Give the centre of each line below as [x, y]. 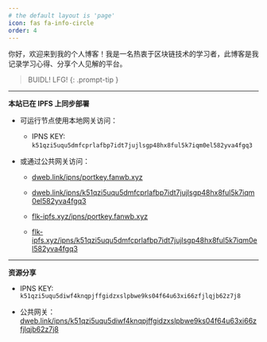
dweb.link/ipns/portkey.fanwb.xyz [87, 177]
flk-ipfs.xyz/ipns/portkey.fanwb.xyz [90, 216]
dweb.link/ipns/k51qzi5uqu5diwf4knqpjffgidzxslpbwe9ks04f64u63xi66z [138, 321]
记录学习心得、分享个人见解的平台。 [68, 64]
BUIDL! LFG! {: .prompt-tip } [73, 80]
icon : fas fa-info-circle [51, 23]
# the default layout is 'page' [62, 16]
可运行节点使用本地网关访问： [68, 121]
